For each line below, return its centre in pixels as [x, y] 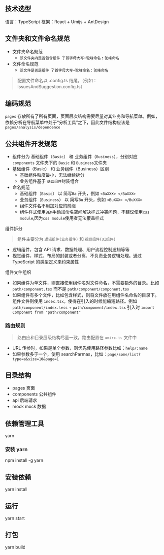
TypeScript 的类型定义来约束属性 [46, 262]
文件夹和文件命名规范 [37, 39]
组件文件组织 [18, 272]
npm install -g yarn [24, 460]
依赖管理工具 [25, 423]
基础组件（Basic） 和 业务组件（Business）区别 [61, 169]
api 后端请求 [25, 400]
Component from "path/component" [47, 312]
